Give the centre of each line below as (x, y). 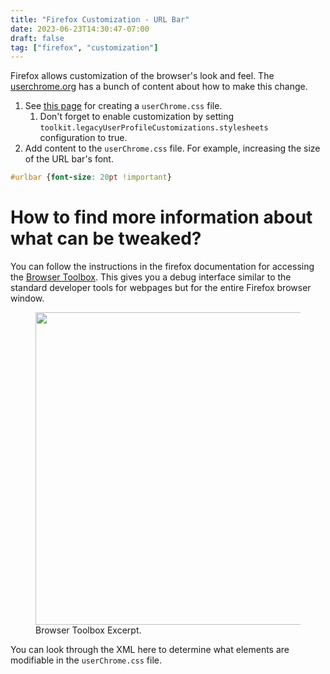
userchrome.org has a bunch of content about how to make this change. (159, 87)
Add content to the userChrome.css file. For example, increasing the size (172, 148)
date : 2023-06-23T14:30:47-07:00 (80, 29)
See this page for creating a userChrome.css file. (123, 106)
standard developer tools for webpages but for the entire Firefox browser (161, 288)
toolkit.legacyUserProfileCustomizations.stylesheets (154, 128)
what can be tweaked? (106, 238)
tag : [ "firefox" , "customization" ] (84, 47)
